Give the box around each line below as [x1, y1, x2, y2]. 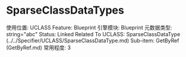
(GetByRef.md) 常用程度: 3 [6, 44, 71, 51]
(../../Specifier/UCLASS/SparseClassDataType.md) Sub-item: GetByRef [6, 37, 179, 44]
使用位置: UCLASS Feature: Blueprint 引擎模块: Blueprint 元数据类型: [6, 24, 172, 31]
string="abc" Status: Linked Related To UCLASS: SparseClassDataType [6, 30, 181, 37]
